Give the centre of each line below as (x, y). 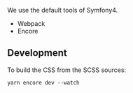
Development (37, 53)
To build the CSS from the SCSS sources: (67, 70)
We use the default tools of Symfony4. (63, 10)
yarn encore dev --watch (43, 83)
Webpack (31, 23)
